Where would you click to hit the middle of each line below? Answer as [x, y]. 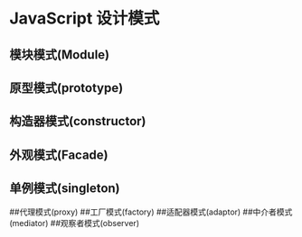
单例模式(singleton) [65, 189]
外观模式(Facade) [59, 155]
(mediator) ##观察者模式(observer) [75, 223]
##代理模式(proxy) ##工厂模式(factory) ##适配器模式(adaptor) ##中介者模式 [151, 212]
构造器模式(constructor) [78, 121]
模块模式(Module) [60, 55]
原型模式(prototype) [66, 88]
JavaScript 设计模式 [85, 18]
